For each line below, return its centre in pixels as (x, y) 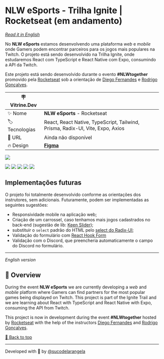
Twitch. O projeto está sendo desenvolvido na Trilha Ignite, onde (70, 54)
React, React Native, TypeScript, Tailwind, (92, 122)
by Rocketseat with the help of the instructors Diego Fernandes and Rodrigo (82, 322)
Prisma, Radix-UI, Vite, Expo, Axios (84, 128)
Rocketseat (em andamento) (64, 21)
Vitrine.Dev (23, 105)
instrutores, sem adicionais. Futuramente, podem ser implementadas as (77, 200)
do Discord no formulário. (38, 245)
